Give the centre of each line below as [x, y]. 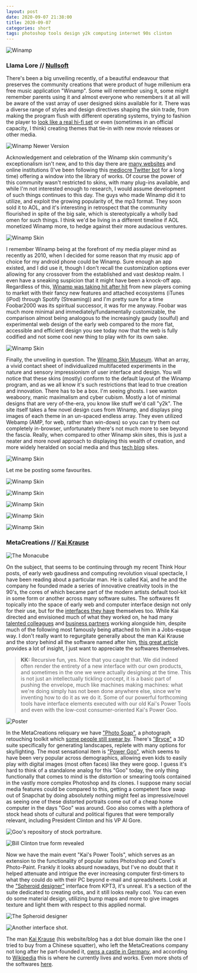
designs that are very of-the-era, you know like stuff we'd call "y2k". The [94, 404]
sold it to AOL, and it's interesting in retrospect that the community [87, 207]
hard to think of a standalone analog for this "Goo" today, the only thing [93, 770]
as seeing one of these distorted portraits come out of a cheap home [90, 802]
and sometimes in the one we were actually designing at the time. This [106, 672]
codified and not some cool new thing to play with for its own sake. [87, 337]
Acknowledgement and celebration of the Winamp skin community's [89, 157]
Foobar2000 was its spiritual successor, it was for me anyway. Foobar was [96, 306]
